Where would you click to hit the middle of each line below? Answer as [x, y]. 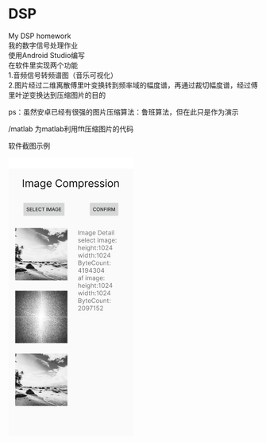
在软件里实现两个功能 [43, 65]
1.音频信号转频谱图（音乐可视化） [63, 75]
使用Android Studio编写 [47, 55]
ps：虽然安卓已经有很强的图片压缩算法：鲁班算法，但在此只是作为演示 [123, 111]
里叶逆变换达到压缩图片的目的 [57, 95]
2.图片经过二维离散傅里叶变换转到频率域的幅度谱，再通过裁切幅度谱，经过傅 [133, 85]
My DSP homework [40, 36]
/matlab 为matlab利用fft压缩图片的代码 [71, 129]
